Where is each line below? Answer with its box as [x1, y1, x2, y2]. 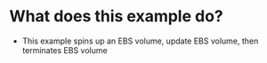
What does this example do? [9, 6, 224, 27]
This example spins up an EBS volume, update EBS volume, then [21, 35, 259, 46]
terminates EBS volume [21, 44, 109, 55]
